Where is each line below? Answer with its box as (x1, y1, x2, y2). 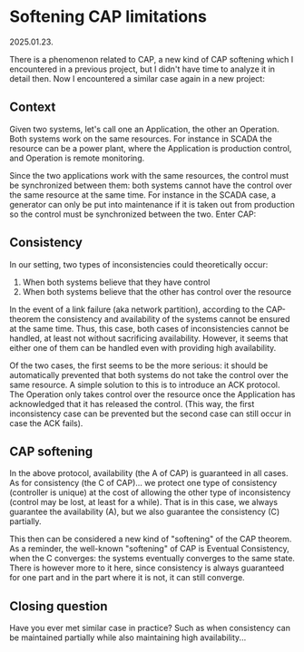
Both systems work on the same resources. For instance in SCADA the (9, 133, 272, 144)
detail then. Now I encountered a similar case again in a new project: (9, 73, 265, 83)
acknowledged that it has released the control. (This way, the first (9, 398, 255, 409)
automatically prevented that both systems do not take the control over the (9, 369, 289, 380)
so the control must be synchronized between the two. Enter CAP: (9, 209, 257, 219)
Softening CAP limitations (9, 6, 207, 27)
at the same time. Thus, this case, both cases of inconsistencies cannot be (9, 323, 289, 334)
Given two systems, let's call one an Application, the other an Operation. (9, 123, 279, 134)
